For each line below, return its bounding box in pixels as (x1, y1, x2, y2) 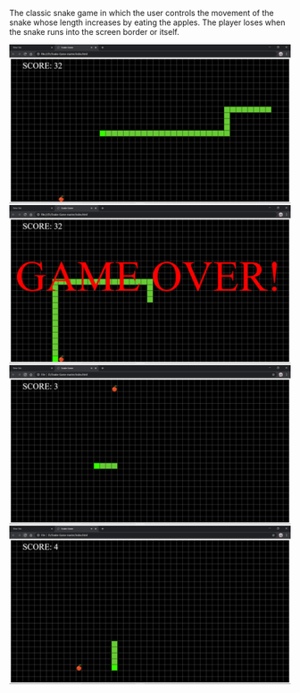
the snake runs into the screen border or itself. (9, 27, 180, 37)
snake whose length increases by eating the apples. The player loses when (9, 17, 286, 28)
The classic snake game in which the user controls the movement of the (9, 8, 274, 18)
